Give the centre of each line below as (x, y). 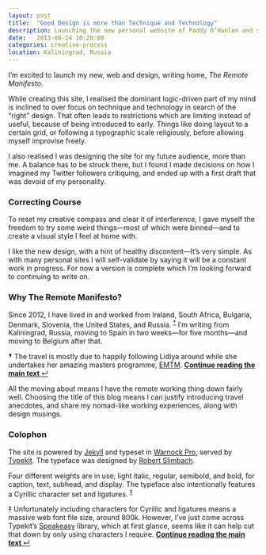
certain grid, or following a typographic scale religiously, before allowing (126, 132)
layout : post (30, 15)
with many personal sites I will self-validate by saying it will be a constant (127, 260)
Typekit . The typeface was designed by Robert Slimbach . (102, 460)
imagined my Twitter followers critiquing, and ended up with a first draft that (132, 173)
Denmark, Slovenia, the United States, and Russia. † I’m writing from (119, 323)
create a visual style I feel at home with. (73, 236)
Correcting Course (45, 201)
